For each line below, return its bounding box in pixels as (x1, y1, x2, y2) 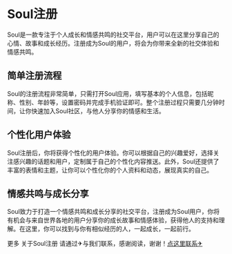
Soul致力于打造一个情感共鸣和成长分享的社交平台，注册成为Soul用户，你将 (7, 208, 220, 216)
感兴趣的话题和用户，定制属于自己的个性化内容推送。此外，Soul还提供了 (12, 157, 220, 166)
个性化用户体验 (7, 129, 71, 141)
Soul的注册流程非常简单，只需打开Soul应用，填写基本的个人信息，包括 (7, 89, 209, 97)
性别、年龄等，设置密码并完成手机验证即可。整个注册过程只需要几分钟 (19, 98, 219, 106)
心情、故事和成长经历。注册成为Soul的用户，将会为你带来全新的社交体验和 (7, 39, 220, 47)
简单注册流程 (7, 70, 62, 81)
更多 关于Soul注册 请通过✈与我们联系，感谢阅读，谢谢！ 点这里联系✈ (7, 240, 203, 248)
